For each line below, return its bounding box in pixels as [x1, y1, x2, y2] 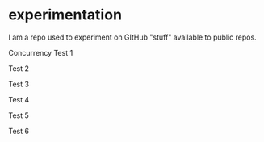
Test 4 [8, 94, 30, 104]
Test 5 [8, 111, 30, 120]
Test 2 [8, 63, 30, 73]
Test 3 [8, 79, 30, 89]
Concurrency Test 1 [8, 48, 73, 57]
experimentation [8, 6, 123, 24]
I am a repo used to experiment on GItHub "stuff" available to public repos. [8, 32, 257, 42]
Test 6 [8, 126, 30, 136]
